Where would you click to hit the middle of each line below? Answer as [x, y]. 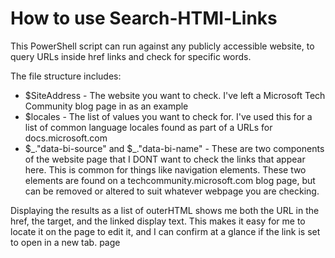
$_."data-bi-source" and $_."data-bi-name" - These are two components [174, 148]
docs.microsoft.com [66, 138]
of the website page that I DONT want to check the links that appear [165, 159]
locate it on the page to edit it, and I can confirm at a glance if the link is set [165, 231]
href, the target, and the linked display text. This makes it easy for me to [158, 221]
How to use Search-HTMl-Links [144, 18]
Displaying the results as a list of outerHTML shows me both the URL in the [165, 210]
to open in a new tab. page [65, 242]
